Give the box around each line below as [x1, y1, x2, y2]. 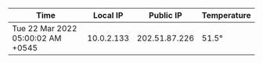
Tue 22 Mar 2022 [12, 23, 77, 33]
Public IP [148, 10, 182, 20]
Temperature [201, 10, 251, 20]
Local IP [92, 10, 124, 20]
